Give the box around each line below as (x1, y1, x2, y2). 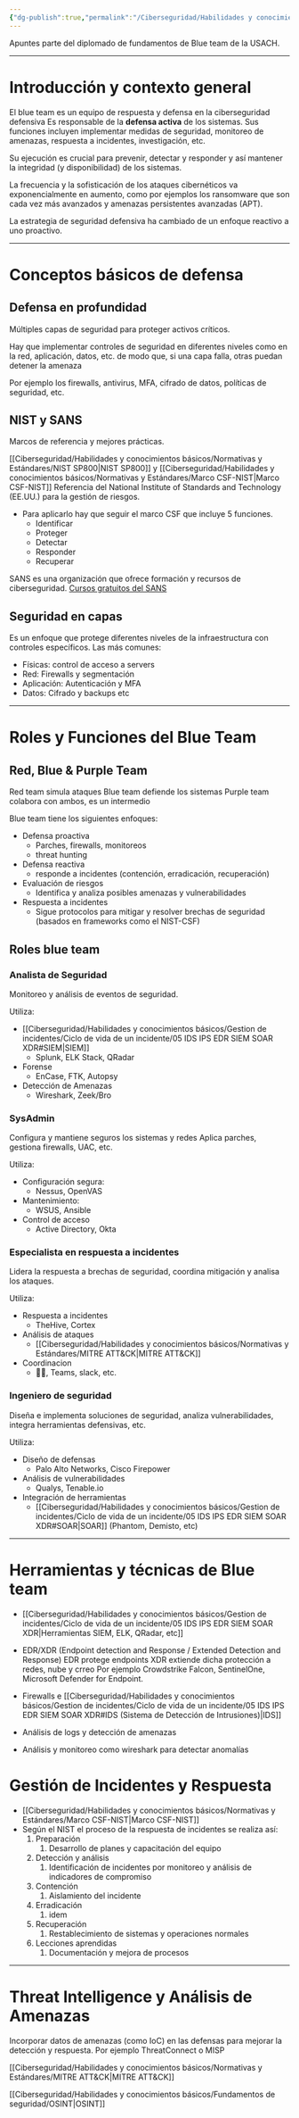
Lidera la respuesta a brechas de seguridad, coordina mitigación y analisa (9, 1267, 280, 1277)
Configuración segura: (21, 1176, 105, 1187)
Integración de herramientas (21, 1491, 126, 1502)
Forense (21, 1061, 53, 1072)
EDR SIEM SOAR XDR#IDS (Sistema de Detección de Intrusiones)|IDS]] (21, 1709, 282, 1720)
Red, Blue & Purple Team (9, 762, 149, 777)
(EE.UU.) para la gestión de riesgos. (9, 492, 141, 503)
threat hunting (35, 850, 87, 860)
